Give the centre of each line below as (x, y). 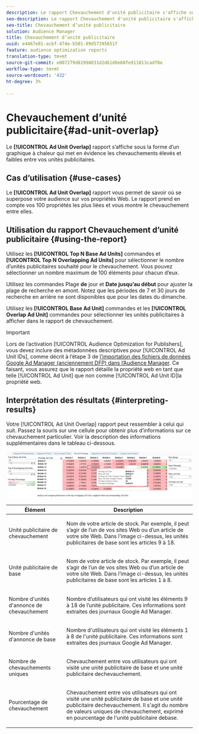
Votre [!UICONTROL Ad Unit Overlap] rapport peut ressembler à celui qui (95, 424)
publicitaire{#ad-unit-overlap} (83, 130)
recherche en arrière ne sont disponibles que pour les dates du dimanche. (97, 296)
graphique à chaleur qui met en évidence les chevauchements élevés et (94, 153)
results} (21, 410)
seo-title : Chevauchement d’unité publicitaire (66, 25)
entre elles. (20, 211)
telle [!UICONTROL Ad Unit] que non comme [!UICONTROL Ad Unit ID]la (94, 375)
